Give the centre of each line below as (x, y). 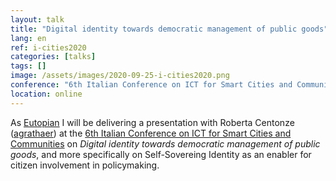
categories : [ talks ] (53, 57)
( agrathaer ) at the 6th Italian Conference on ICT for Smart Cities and (151, 133)
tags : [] (28, 66)
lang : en (28, 38)
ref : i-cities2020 (48, 47)
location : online (46, 94)
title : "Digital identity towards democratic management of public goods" (169, 29)
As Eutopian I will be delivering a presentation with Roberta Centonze (152, 122)
